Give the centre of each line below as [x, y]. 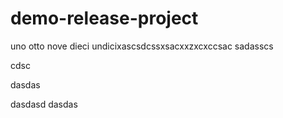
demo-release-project [104, 18]
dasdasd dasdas [44, 104]
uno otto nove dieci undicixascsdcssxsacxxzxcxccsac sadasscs [142, 46]
